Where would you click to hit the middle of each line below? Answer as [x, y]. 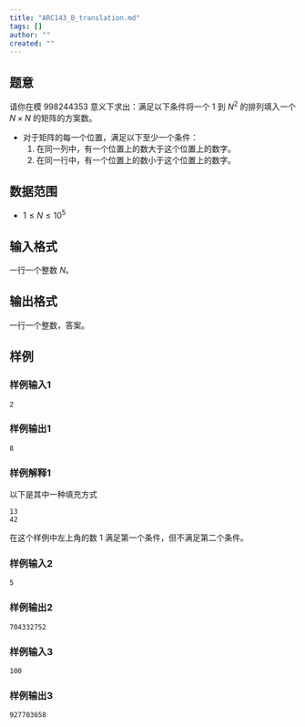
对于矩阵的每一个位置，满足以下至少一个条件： [110, 137]
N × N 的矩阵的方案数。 [53, 118]
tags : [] [26, 26]
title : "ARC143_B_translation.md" [75, 18]
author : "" [30, 35]
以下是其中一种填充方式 [53, 495]
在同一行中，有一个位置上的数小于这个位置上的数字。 [136, 159]
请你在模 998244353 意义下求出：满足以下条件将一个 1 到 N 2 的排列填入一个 [153, 106]
